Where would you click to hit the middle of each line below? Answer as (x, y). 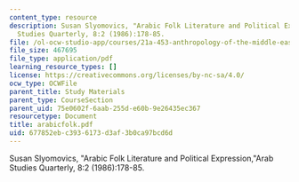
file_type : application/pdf (61, 59)
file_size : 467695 (43, 51)
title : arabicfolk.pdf (51, 125)
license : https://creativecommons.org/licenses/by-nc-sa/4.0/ (127, 75)
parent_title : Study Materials (67, 91)
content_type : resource (53, 17)
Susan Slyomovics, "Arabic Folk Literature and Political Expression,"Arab (141, 158)
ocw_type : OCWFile (43, 83)
